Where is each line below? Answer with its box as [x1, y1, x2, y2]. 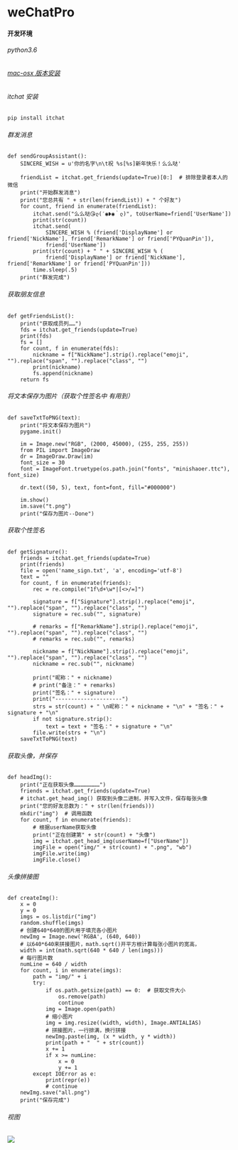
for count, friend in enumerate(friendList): [20, 203, 158, 210]
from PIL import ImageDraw [20, 446, 100, 453]
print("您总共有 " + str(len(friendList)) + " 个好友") [20, 197, 182, 204]
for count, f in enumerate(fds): [20, 345, 119, 352]
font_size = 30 [20, 459, 65, 466]
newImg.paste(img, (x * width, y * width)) [45, 1033, 176, 1041]
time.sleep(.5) [33, 267, 78, 274]
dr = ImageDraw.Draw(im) [20, 453, 94, 460]
